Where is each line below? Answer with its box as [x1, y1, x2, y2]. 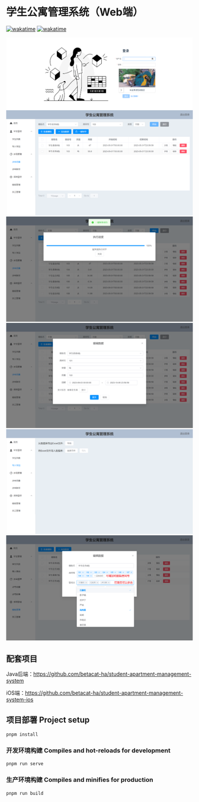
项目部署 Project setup [6, 715, 90, 725]
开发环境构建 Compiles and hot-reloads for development [6, 746, 171, 755]
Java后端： [6, 670, 34, 678]
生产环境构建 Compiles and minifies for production [6, 776, 153, 784]
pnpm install [6, 731, 38, 738]
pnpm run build [6, 790, 44, 796]
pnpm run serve [6, 761, 44, 767]
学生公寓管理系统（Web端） [6, 5, 143, 19]
